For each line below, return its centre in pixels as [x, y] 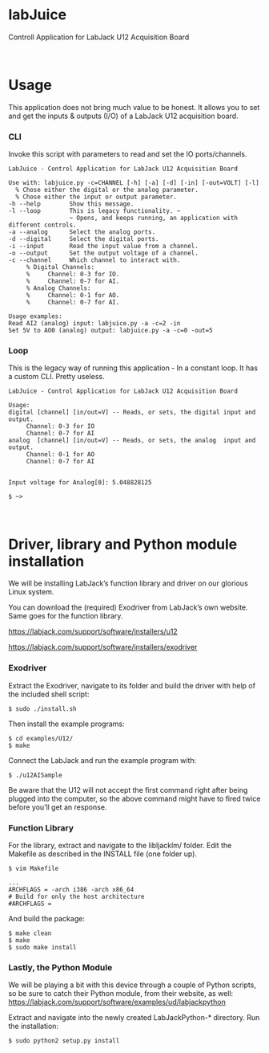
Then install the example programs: [67, 724]
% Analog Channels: [58, 288]
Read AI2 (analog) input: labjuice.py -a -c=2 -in [94, 324]
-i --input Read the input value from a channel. [103, 247]
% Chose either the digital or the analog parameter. [107, 190]
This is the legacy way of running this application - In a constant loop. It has [133, 368]
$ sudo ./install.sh [43, 708]
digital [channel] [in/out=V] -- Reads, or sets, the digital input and [132, 412]
